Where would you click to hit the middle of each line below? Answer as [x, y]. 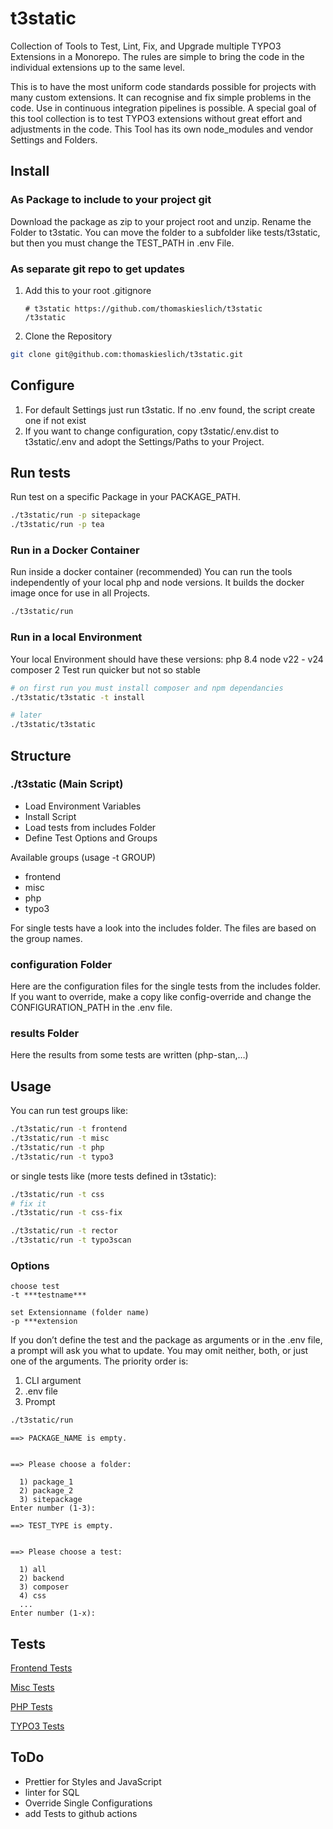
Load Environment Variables [83, 806]
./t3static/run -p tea [57, 525]
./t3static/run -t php [57, 1147]
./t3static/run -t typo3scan [71, 1240]
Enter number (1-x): [53, 1613]
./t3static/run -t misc [60, 1138]
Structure [41, 755]
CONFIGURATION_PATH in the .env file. [91, 1008]
